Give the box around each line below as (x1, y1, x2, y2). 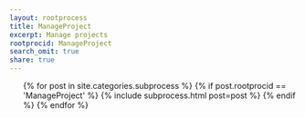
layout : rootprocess (9, 13, 89, 23)
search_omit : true (9, 47, 79, 56)
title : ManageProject (9, 22, 92, 31)
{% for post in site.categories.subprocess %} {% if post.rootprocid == (22, 81, 287, 91)
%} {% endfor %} (22, 100, 89, 110)
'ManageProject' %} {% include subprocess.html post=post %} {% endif (22, 90, 296, 101)
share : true (9, 55, 55, 64)
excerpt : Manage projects (9, 30, 108, 39)
